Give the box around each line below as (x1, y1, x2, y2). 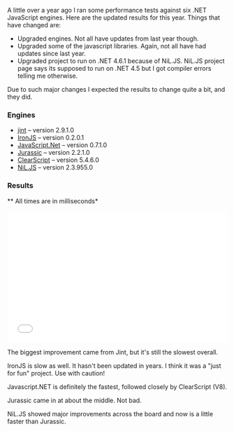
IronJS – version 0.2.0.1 (17, 133, 85, 142)
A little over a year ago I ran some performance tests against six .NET (7, 6, 207, 14)
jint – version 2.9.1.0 (17, 126, 75, 135)
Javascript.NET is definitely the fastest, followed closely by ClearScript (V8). (7, 382, 228, 391)
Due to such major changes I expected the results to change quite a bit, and (7, 85, 226, 93)
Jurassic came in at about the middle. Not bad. (7, 396, 142, 404)
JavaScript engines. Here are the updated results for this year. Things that (7, 13, 220, 22)
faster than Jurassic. (7, 417, 66, 425)
